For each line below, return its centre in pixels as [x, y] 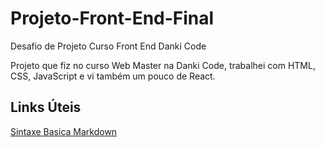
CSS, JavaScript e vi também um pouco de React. [113, 76]
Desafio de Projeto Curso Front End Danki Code [108, 46]
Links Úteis [46, 107]
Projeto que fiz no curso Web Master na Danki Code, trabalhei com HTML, [163, 65]
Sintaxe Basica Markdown [64, 131]
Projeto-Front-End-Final [112, 18]
